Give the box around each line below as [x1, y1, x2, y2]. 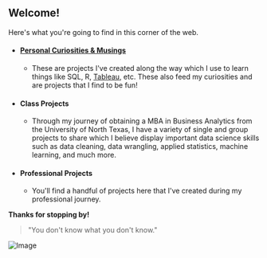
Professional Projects [19, 168, 93, 178]
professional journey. [31, 194, 101, 204]
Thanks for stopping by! [8, 210, 90, 220]
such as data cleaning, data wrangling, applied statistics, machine [31, 142, 249, 151]
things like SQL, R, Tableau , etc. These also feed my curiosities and [31, 72, 253, 82]
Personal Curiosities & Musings [19, 45, 126, 55]
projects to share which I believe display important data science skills [31, 133, 260, 143]
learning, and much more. [31, 150, 117, 160]
